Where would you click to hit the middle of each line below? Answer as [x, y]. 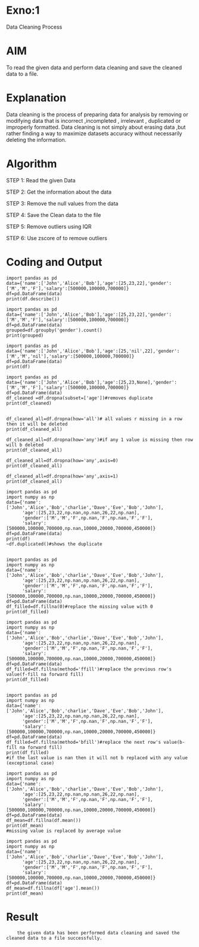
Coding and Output [54, 262]
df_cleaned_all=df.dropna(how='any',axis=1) [62, 476]
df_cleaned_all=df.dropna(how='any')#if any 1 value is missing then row [100, 440]
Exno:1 [23, 10]
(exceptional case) [30, 763]
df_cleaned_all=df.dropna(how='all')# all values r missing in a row [94, 419]
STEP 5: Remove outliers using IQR [49, 226]
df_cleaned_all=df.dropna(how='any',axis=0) [62, 460]
